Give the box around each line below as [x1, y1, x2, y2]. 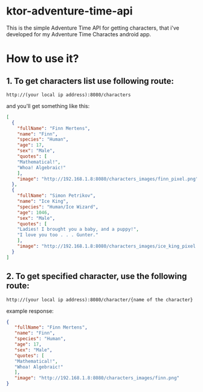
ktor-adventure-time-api [6, 4, 133, 18]
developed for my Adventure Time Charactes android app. [6, 30, 152, 37]
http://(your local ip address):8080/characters [6, 92, 131, 98]
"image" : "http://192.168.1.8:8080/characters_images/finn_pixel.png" [17, 176, 199, 182]
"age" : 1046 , [17, 210, 50, 216]
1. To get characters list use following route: [6, 76, 174, 86]
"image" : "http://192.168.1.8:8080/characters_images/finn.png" [14, 375, 180, 381]
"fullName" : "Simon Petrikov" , [17, 193, 96, 199]
